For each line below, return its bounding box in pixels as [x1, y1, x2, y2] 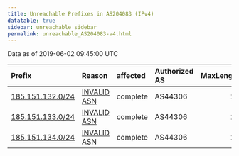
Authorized [154, 67, 194, 77]
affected [116, 71, 146, 81]
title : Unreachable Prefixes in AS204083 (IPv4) [7, 10, 154, 18]
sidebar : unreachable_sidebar [7, 23, 97, 30]
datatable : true [7, 17, 55, 24]
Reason [81, 71, 108, 81]
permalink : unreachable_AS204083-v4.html [7, 30, 132, 38]
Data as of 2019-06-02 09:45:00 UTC [7, 50, 119, 58]
